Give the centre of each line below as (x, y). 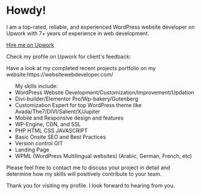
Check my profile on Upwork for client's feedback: (68, 56)
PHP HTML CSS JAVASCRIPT (51, 130)
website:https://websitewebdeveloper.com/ (60, 74)
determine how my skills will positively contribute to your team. (84, 173)
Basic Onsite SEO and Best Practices (60, 137)
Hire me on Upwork (30, 45)
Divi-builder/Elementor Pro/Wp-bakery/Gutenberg (76, 99)
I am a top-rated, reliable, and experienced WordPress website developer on (100, 27)
